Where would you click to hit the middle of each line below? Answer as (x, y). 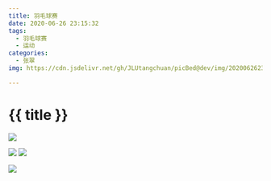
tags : (17, 31)
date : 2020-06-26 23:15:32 (54, 23)
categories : (28, 53)
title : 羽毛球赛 (33, 16)
